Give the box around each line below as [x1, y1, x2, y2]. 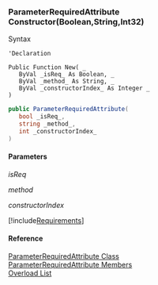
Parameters [8, 152, 47, 161]
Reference [8, 233, 43, 244]
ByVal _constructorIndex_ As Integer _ [18, 84, 150, 93]
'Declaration [8, 50, 51, 58]
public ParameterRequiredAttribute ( [8, 106, 129, 114]
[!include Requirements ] [8, 215, 85, 225]
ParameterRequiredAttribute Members [8, 260, 133, 270]
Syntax [8, 34, 32, 44]
